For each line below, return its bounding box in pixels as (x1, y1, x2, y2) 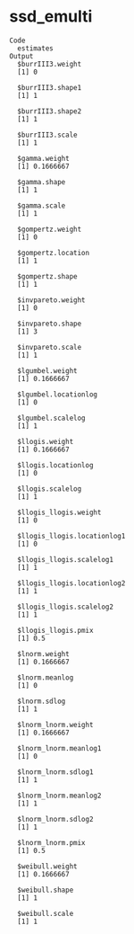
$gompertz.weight (17, 225, 82, 234)
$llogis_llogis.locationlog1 (17, 531, 126, 540)
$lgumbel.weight (17, 366, 78, 375)
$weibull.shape (17, 885, 74, 894)
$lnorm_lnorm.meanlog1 (17, 743, 102, 752)
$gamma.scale (17, 200, 66, 210)
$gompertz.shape (17, 271, 78, 280)
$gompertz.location (17, 248, 90, 257)
